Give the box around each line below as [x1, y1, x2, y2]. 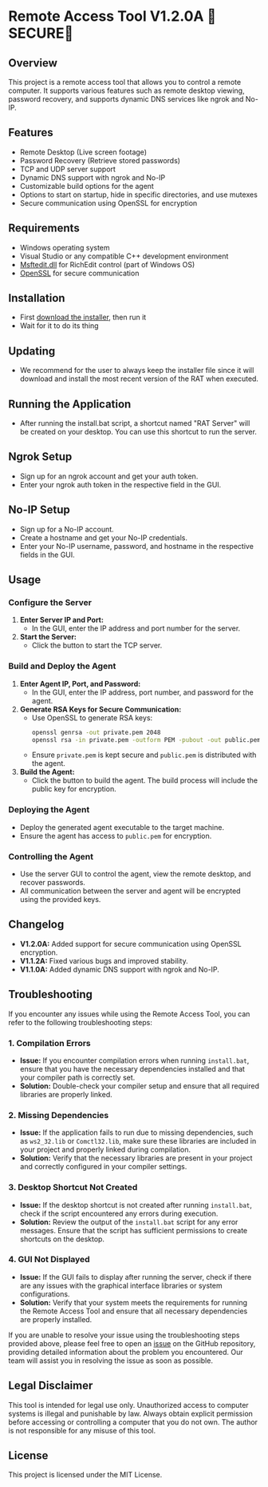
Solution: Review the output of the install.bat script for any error [19, 1216, 238, 1227]
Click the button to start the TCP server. [31, 640, 163, 651]
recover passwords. [19, 878, 86, 888]
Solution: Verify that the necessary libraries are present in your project [19, 1153, 253, 1163]
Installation [8, 291, 65, 305]
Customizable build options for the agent [19, 181, 154, 190]
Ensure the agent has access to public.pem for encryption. [19, 831, 212, 840]
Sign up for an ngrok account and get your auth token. [19, 471, 199, 481]
